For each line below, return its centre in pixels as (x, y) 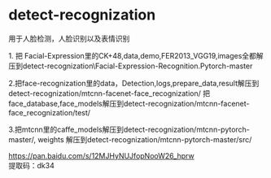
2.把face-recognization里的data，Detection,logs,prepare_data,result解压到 (134, 83)
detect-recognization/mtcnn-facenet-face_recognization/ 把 (109, 93)
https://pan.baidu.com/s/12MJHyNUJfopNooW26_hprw (101, 155)
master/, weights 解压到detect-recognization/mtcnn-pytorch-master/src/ (130, 139)
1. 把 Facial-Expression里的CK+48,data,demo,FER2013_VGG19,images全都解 (136, 55)
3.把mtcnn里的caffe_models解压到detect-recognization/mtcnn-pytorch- (129, 129)
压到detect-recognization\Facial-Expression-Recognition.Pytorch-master (131, 66)
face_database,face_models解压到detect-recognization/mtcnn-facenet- (129, 103)
